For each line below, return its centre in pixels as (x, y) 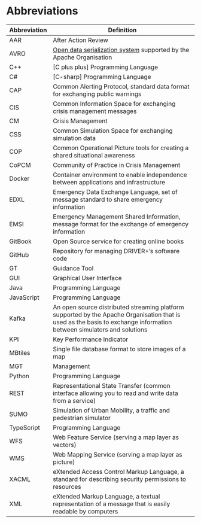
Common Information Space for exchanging (114, 104)
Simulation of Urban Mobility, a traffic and (112, 410)
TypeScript (25, 427)
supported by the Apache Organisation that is (117, 314)
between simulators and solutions (100, 329)
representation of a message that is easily (112, 504)
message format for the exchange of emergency (121, 224)
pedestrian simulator (82, 418)
